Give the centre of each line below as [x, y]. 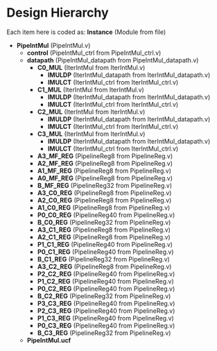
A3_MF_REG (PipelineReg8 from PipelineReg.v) [105, 156]
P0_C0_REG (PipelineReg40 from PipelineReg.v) [106, 215]
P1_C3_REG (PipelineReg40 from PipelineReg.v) [105, 318]
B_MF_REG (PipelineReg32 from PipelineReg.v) [105, 185]
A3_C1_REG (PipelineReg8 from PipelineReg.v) [104, 230]
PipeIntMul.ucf [49, 340]
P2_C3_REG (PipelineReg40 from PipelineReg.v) [106, 311]
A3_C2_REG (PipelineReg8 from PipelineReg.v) [104, 266]
